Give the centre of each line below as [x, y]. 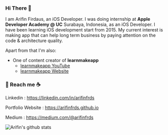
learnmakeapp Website [44, 71]
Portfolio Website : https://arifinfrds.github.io [52, 107]
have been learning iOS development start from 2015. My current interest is [84, 30]
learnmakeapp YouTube [45, 66]
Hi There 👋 [18, 8]
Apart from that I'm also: [31, 51]
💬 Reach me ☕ [23, 85]
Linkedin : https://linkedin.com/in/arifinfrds [50, 97]
